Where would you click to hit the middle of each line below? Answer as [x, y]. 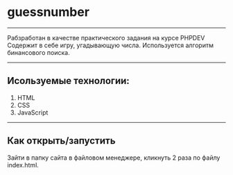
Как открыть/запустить [61, 141]
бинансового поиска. [39, 52]
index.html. [23, 165]
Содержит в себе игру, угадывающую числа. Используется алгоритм [110, 45]
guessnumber [49, 12]
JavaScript [33, 112]
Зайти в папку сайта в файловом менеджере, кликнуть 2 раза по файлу [114, 158]
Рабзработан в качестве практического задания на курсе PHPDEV [106, 37]
